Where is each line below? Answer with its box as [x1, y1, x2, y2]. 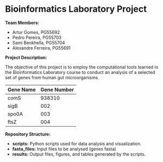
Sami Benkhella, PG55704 [12, 39, 65, 45]
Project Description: [5, 54, 47, 60]
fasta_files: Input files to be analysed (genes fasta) [12, 146, 117, 152]
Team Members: [5, 20, 39, 26]
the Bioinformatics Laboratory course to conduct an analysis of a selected [5, 69, 155, 75]
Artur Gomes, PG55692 [12, 29, 60, 35]
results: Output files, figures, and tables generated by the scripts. [12, 151, 146, 157]
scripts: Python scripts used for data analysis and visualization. [12, 140, 142, 146]
